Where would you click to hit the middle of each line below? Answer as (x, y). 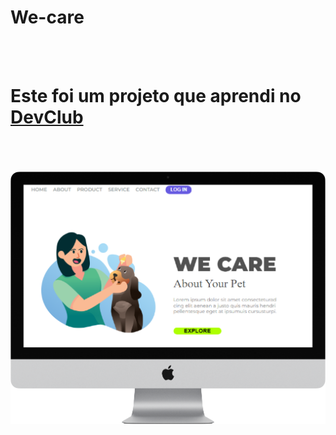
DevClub (47, 117)
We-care (47, 17)
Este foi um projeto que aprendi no (156, 96)
